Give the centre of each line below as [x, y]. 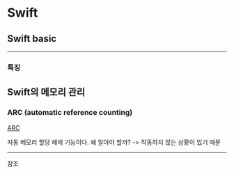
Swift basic [32, 39]
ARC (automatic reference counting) [70, 113]
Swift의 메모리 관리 [46, 92]
